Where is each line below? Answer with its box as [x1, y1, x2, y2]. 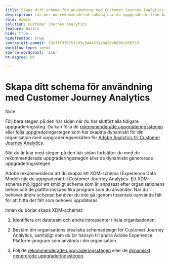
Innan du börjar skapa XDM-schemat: [5, 207, 83, 213]
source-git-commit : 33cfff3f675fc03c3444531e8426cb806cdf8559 [5, 41, 139, 46]
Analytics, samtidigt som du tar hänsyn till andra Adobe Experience [12, 232, 153, 239]
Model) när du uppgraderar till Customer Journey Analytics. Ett [5, 176, 137, 182]
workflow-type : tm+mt [5, 45, 51, 50]
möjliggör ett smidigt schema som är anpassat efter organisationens [22, 181, 165, 187]
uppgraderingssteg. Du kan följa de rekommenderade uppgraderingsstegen [5, 124, 163, 130]
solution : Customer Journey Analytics [5, 21, 87, 27]
